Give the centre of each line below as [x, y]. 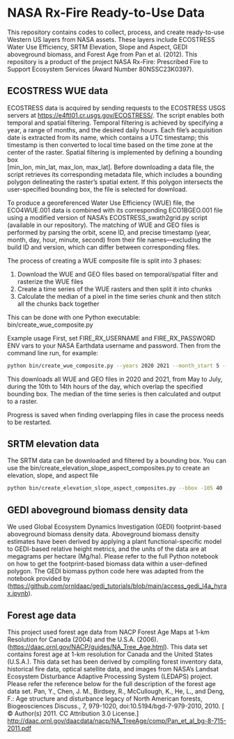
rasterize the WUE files [50, 281]
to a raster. [23, 401]
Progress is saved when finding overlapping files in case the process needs [116, 414]
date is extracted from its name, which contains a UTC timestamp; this [108, 137]
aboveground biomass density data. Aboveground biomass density [103, 534]
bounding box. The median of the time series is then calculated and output [114, 394]
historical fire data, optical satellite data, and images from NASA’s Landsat [113, 669]
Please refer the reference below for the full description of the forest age [111, 683]
